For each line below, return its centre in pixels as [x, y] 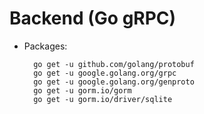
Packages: [45, 46]
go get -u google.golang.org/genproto [114, 82]
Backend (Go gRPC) [93, 18]
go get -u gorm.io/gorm [82, 90]
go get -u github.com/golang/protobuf [114, 64]
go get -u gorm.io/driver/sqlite [103, 99]
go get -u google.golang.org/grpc [105, 73]
